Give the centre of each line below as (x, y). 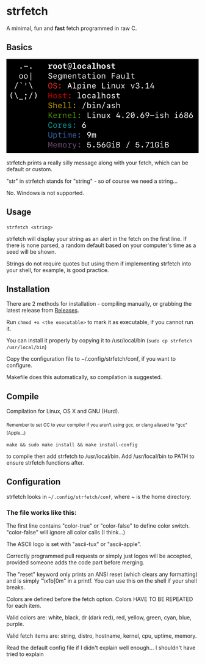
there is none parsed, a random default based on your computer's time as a (101, 245)
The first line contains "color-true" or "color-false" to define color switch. (98, 526)
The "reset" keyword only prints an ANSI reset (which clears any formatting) (102, 574)
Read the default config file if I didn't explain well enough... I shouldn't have (101, 647)
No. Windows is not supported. (45, 193)
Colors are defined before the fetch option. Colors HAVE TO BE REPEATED (100, 599)
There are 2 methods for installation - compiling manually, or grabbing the (99, 304)
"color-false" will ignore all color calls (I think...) (66, 532)
